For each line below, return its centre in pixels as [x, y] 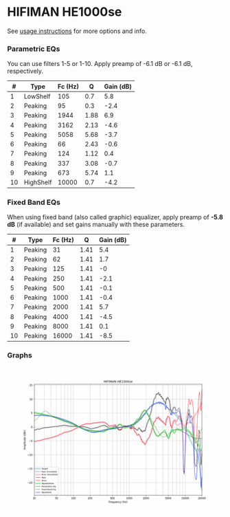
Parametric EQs [34, 49]
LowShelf [37, 96]
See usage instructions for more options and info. [77, 31]
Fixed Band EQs [34, 202]
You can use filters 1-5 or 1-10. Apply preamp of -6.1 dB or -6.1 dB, [100, 64]
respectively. [25, 71]
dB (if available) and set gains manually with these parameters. [96, 225]
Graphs [20, 355]
